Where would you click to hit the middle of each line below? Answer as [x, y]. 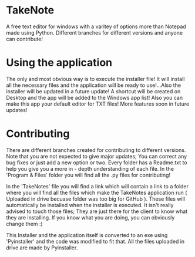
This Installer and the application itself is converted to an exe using [87, 235]
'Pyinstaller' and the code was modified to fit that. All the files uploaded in [95, 241]
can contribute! [24, 39]
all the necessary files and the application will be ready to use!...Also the [93, 85]
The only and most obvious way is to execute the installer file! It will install [95, 79]
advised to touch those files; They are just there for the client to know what [97, 211]
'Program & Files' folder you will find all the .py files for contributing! [88, 175]
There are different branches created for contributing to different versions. [96, 150]
